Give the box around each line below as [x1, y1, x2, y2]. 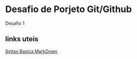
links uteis [5, 35, 39, 43]
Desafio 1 [5, 20, 25, 26]
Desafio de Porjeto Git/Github [5, 4, 132, 15]
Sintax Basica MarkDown [5, 48, 58, 54]
